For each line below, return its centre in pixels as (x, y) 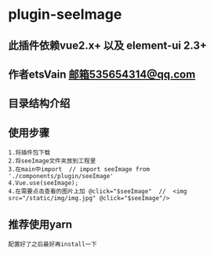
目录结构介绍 (39, 104)
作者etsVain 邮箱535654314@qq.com (102, 74)
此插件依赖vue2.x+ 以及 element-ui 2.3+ (108, 45)
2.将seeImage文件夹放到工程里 (52, 161)
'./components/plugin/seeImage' (61, 177)
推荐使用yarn (40, 224)
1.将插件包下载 (29, 153)
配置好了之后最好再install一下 (53, 244)
